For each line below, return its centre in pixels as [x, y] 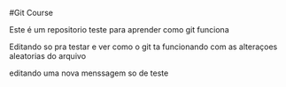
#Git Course [31, 13]
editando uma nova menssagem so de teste [89, 73]
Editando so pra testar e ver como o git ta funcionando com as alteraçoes [143, 47]
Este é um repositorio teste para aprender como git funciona [119, 29]
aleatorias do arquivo [48, 56]
